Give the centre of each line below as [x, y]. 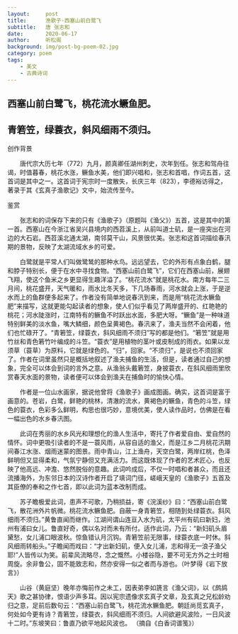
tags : [15, 60]
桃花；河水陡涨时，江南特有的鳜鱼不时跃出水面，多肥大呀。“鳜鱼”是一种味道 [119, 315]
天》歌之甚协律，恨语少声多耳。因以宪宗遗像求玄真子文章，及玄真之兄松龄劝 [119, 596]
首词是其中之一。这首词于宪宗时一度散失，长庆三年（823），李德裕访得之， [117, 181]
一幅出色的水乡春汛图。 [41, 418]
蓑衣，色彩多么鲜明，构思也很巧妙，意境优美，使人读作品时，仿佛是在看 [125, 409]
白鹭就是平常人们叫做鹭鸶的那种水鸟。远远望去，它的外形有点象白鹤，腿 [125, 261]
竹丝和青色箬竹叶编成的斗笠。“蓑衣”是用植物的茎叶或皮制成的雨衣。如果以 [116, 341]
